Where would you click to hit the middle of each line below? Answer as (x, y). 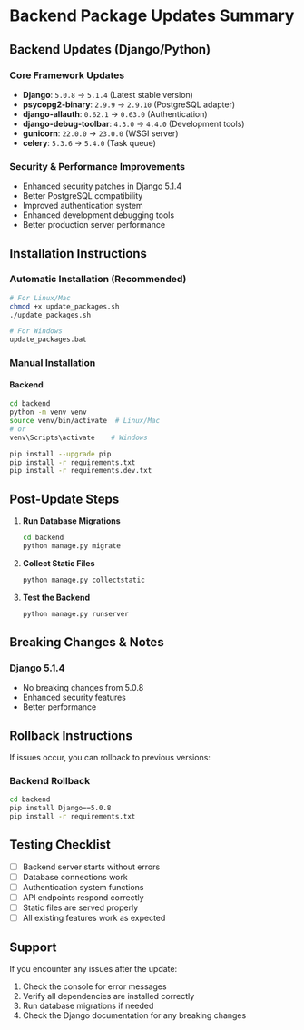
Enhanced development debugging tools (98, 215)
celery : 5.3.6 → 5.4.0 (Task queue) (89, 142)
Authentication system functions (83, 888)
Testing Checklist (60, 845)
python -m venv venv (49, 412)
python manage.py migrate (71, 546)
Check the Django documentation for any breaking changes (134, 1015)
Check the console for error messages (94, 986)
